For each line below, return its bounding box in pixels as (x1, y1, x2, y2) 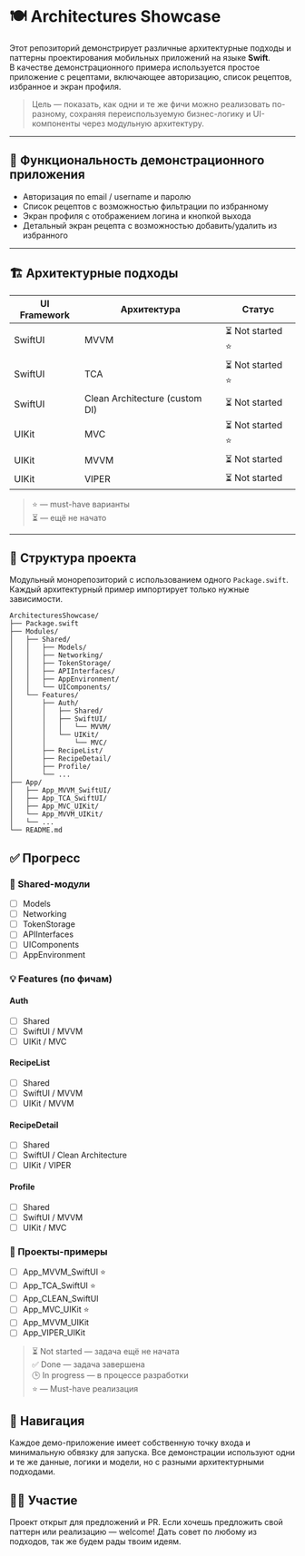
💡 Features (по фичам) (9, 972, 113, 985)
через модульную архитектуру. (82, 118, 204, 129)
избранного (22, 230, 69, 241)
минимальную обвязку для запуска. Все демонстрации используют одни (9, 1447, 296, 1458)
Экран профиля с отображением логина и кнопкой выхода (22, 210, 251, 222)
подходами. (9, 1466, 56, 1477)
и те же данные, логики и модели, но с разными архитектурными (9, 1457, 265, 1468)
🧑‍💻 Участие (9, 1492, 78, 1508)
